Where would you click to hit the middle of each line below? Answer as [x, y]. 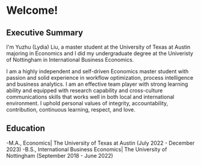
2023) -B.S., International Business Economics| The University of [87, 149]
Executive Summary [45, 33]
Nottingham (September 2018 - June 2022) [60, 155]
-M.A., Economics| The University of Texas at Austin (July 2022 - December [100, 143]
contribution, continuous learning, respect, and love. [71, 109]
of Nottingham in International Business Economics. [70, 60]
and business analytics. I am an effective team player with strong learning [97, 84]
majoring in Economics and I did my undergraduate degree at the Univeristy [100, 53]
